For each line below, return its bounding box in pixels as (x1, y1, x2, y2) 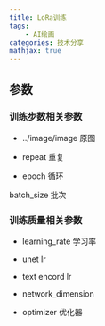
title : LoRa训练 (9, 13, 67, 22)
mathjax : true (9, 46, 62, 55)
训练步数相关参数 (9, 111, 83, 123)
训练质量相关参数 (9, 213, 83, 226)
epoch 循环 (21, 171, 64, 181)
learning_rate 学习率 (21, 236, 96, 247)
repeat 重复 (21, 151, 65, 162)
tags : (9, 21, 29, 30)
